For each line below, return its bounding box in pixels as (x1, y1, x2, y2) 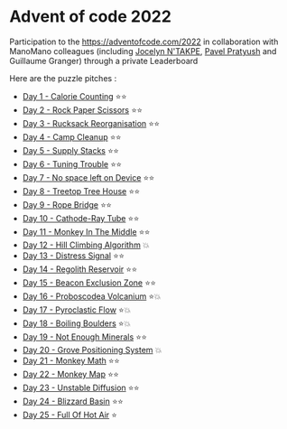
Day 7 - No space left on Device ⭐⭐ (22, 172, 155, 182)
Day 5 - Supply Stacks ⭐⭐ (22, 145, 119, 155)
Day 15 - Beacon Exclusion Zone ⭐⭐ (22, 277, 156, 288)
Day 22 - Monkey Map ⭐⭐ (22, 368, 119, 379)
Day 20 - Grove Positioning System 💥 (22, 344, 162, 355)
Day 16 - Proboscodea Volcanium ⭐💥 (22, 291, 162, 302)
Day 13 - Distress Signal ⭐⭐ (22, 250, 125, 261)
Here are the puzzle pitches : (9, 72, 117, 83)
